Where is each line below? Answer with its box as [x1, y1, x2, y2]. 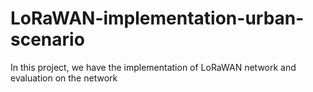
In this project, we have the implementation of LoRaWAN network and [10, 61, 297, 73]
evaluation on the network [10, 72, 118, 84]
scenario [10, 28, 85, 51]
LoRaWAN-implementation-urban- [10, 7, 305, 30]
